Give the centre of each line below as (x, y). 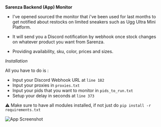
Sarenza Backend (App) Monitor (39, 7)
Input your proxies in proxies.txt (46, 85)
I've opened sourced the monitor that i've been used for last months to (84, 16)
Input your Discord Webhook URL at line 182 (58, 80)
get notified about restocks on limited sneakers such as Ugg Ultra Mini (84, 22)
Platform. (21, 27)
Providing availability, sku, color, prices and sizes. (63, 51)
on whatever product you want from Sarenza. (58, 42)
